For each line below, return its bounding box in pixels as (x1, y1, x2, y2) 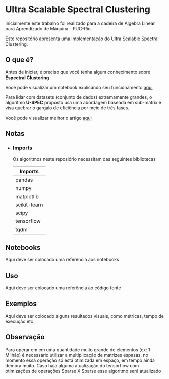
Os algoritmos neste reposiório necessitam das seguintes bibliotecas (12, 156, 156, 162)
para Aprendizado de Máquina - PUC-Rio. (5, 25, 92, 31)
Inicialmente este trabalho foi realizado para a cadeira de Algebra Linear (5, 20, 155, 26)
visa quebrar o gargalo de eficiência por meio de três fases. (5, 105, 130, 111)
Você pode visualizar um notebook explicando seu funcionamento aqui (5, 84, 153, 90)
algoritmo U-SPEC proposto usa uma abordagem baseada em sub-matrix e (5, 99, 162, 105)
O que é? (5, 56, 34, 64)
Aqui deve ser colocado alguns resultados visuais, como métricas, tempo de (5, 313, 164, 319)
